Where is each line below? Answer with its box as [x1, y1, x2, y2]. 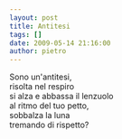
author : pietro [9, 47, 67, 56]
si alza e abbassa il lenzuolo [9, 91, 114, 102]
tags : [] [9, 30, 42, 39]
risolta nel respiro [9, 81, 75, 92]
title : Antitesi [9, 22, 70, 31]
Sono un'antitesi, [9, 71, 72, 82]
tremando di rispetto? [9, 119, 89, 131]
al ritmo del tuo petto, [9, 100, 89, 111]
